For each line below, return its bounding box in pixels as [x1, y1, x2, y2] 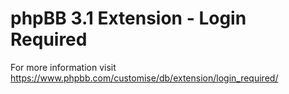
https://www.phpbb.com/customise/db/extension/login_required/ [10, 72, 279, 84]
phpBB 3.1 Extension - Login [10, 7, 247, 30]
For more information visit [10, 61, 117, 73]
